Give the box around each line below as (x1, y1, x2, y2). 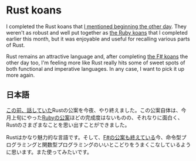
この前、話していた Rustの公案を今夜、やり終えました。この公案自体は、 (6, 107, 181, 114)
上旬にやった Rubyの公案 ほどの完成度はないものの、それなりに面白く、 (11, 114, 183, 121)
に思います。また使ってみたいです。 (6, 148, 93, 155)
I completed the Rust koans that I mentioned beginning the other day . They (6, 23, 187, 30)
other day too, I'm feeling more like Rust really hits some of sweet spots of (6, 59, 186, 66)
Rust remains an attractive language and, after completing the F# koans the (6, 53, 188, 60)
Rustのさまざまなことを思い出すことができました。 (6, 121, 130, 128)
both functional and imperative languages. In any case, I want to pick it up (6, 65, 185, 72)
